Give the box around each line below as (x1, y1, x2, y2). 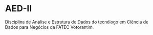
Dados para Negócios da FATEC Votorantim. (5, 24, 94, 30)
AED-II (5, 3, 32, 14)
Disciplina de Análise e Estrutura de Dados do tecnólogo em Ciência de (5, 19, 149, 25)
